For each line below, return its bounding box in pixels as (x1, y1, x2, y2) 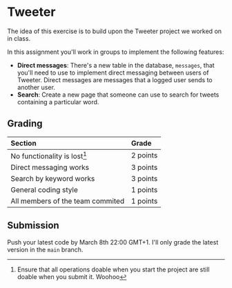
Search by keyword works (10, 174, 95, 184)
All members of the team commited (10, 196, 125, 206)
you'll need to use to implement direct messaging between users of (17, 68, 209, 77)
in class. (7, 34, 31, 42)
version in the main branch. (7, 245, 84, 253)
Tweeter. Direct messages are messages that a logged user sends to (17, 75, 213, 84)
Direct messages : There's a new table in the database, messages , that (17, 61, 215, 69)
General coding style (10, 185, 78, 195)
